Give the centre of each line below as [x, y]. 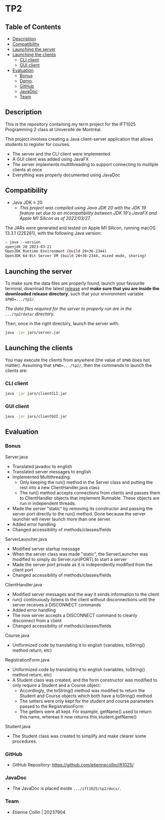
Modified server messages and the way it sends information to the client [85, 594]
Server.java [16, 457]
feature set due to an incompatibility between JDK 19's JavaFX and [88, 213]
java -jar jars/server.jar [33, 332]
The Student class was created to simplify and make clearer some [79, 736]
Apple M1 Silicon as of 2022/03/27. [55, 218]
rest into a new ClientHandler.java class [60, 487]
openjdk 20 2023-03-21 [28, 247]
